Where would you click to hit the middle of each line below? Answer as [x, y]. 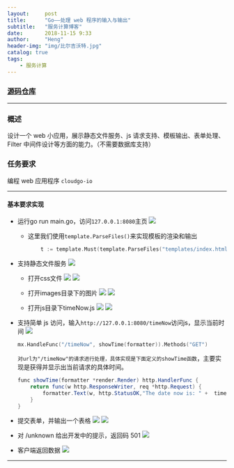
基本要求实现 [25, 204]
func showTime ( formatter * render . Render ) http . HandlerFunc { [108, 380]
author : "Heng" [36, 40]
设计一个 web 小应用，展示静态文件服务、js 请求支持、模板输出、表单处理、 [116, 136]
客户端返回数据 [39, 450]
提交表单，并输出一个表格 [54, 420]
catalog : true [28, 53]
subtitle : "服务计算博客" [45, 26]
